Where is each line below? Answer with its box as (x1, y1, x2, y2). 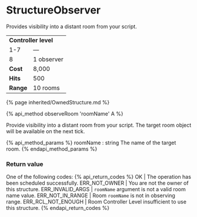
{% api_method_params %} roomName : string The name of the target (6, 139, 176, 146)
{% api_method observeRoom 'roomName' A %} (6, 110, 123, 117)
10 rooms (33, 83, 60, 91)
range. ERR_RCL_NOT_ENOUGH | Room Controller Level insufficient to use (6, 198, 187, 205)
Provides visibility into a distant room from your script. (6, 23, 137, 30)
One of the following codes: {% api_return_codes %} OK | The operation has (6, 174, 191, 181)
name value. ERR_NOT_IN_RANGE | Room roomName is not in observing (6, 192, 175, 199)
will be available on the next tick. (6, 127, 85, 135)
